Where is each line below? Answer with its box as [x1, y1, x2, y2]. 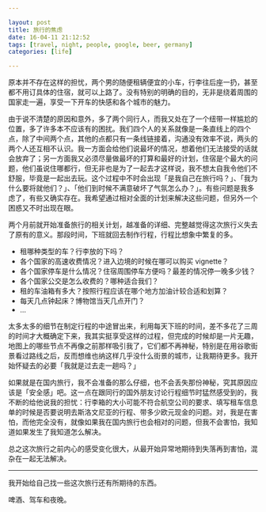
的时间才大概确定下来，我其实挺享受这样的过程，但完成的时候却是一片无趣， [8, 332, 258, 341]
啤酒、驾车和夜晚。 [8, 495, 71, 505]
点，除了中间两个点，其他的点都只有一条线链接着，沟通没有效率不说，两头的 [8, 134, 258, 143]
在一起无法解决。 [14, 454, 71, 464]
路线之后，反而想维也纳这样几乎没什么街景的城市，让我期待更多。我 [28, 351, 251, 361]
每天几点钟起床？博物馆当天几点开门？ [19, 296, 145, 305]
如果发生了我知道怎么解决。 [14, 427, 105, 437]
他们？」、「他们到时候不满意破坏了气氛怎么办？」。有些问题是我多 [42, 184, 255, 193]
